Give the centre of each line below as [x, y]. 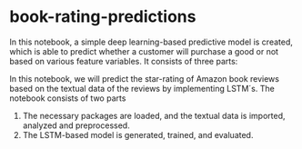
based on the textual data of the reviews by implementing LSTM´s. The [142, 88]
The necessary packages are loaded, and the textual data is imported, [154, 115]
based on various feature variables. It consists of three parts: [124, 61]
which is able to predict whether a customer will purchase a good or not [144, 51]
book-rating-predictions [103, 17]
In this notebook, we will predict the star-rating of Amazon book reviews [145, 78]
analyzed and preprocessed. [76, 125]
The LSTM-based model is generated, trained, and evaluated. [138, 134]
